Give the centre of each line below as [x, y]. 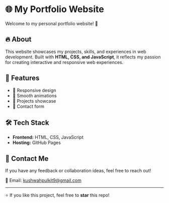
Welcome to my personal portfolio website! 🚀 [52, 23]
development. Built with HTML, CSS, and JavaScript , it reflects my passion [83, 57]
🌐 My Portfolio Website [55, 9]
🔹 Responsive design [34, 90]
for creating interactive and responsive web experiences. [64, 62]
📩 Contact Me [27, 158]
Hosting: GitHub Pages [37, 143]
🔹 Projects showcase [34, 101]
